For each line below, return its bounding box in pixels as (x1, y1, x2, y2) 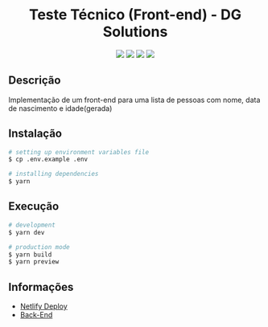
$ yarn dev (8, 228, 45, 236)
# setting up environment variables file (8, 148, 150, 156)
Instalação (8, 127, 63, 141)
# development (8, 221, 56, 229)
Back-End (19, 310, 53, 320)
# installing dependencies (8, 170, 99, 178)
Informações (8, 280, 74, 294)
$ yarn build (8, 251, 52, 259)
